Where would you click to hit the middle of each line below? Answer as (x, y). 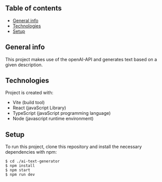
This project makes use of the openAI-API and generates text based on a (81, 59)
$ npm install (20, 166)
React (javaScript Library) (39, 108)
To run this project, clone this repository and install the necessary (73, 147)
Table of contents (33, 8)
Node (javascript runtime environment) (53, 119)
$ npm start (18, 170)
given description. (24, 65)
